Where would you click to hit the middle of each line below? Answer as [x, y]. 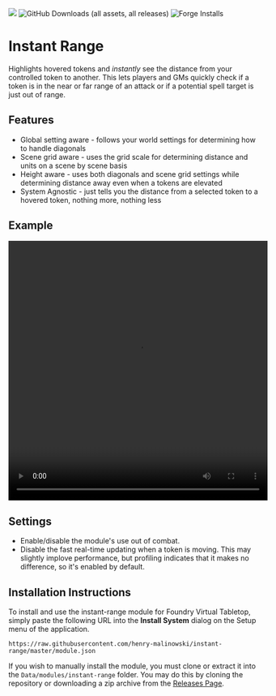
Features [31, 120]
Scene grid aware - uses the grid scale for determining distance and [134, 157]
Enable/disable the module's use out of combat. [100, 541]
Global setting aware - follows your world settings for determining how [138, 140]
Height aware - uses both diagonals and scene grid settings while [130, 174]
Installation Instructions [70, 592]
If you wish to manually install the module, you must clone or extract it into [132, 666]
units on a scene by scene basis [74, 165]
